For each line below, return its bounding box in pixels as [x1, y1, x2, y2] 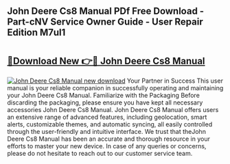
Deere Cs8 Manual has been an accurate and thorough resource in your [7, 135, 211, 143]
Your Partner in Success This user [126, 77, 223, 85]
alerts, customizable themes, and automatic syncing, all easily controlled [7, 120, 213, 128]
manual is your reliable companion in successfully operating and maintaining [7, 84, 224, 92]
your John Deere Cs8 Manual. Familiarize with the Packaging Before [7, 92, 200, 99]
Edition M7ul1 [7, 27, 66, 38]
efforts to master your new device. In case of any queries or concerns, [7, 142, 207, 150]
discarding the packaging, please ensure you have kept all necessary [7, 98, 203, 107]
